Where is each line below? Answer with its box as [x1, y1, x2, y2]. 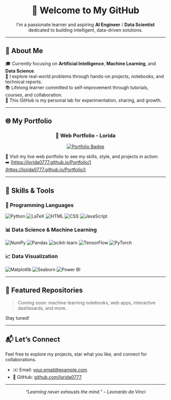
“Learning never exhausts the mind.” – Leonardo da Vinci [25, 389, 146, 395]
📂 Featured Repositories [5, 286, 83, 295]
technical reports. [5, 79, 42, 85]
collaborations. [5, 357, 37, 363]
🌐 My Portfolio [5, 117, 52, 126]
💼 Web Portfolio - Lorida [55, 132, 116, 139]
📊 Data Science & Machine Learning [5, 226, 97, 233]
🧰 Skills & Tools [5, 186, 54, 195]
